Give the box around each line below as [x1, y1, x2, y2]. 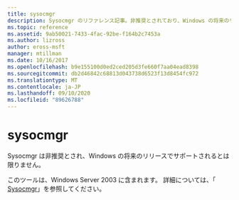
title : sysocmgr [7, 10, 55, 18]
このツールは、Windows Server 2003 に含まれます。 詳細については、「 [7, 175, 216, 184]
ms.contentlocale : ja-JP [7, 83, 81, 90]
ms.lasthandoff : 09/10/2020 [7, 90, 91, 97]
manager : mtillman [7, 51, 62, 58]
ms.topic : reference [7, 23, 69, 31]
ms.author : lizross [7, 37, 65, 44]
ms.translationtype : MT [7, 76, 78, 84]
